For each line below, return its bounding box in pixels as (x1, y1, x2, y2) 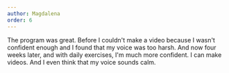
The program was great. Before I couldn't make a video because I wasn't (7, 35, 215, 44)
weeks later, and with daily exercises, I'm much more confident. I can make (7, 50, 222, 59)
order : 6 (7, 17, 33, 24)
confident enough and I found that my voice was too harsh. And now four (7, 43, 217, 51)
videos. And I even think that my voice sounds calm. (7, 58, 156, 66)
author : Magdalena (7, 10, 60, 17)
